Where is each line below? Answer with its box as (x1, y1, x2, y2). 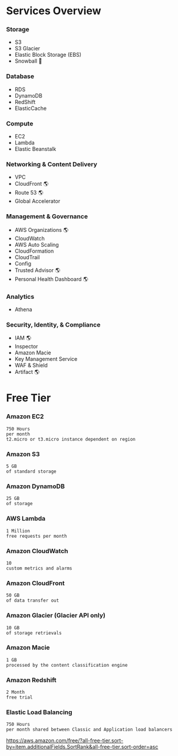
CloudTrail (14, 253, 40, 261)
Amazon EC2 (6, 412, 44, 421)
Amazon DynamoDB (6, 482, 65, 490)
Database (6, 72, 34, 80)
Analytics (6, 292, 34, 301)
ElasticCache (14, 105, 47, 112)
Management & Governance (6, 212, 88, 221)
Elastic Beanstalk (14, 146, 57, 153)
